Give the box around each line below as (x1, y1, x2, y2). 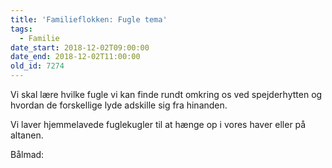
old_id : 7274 (10, 61, 65, 71)
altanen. (10, 129, 44, 141)
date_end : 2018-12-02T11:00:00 (10, 52, 141, 62)
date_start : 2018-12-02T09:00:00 (10, 42, 150, 53)
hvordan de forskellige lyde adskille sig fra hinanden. (10, 99, 228, 111)
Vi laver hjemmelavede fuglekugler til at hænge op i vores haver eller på (10, 119, 307, 130)
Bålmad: (10, 149, 45, 160)
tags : (10, 24, 33, 34)
